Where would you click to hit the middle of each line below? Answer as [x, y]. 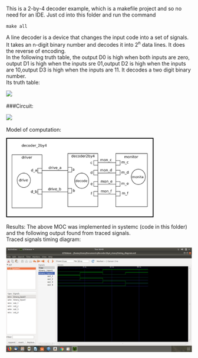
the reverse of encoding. [36, 51]
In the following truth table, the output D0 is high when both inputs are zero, [98, 57]
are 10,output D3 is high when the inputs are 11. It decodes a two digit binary [99, 70]
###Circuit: [20, 106]
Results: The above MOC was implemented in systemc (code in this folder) [97, 227]
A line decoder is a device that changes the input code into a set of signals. [98, 37]
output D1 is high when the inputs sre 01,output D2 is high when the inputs [96, 63]
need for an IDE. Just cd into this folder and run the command [81, 15]
